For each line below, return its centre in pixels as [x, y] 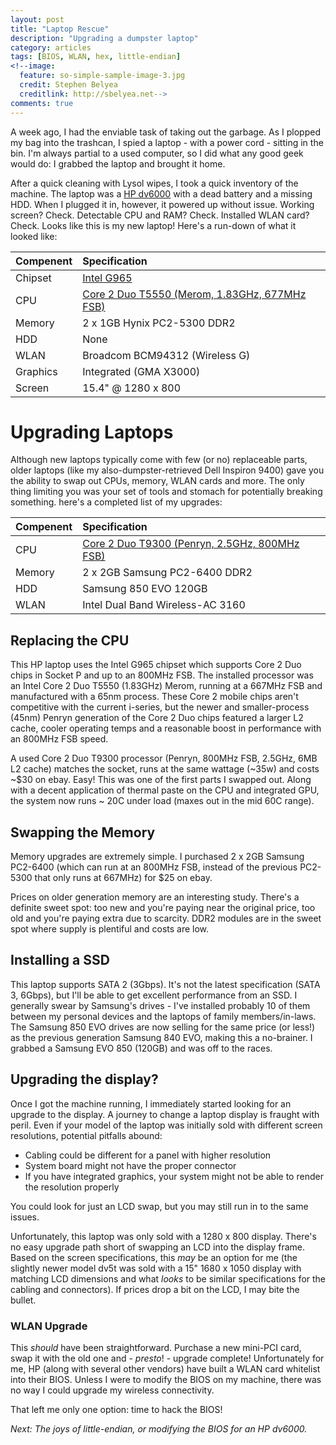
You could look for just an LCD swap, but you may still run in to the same [159, 1206]
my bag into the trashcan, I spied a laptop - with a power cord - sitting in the [167, 142]
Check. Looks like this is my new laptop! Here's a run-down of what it [153, 225]
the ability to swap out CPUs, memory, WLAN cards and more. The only [157, 481]
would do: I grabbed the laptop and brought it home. [118, 163]
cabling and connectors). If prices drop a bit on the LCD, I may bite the [155, 1289]
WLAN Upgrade [49, 1326]
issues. [25, 1217]
